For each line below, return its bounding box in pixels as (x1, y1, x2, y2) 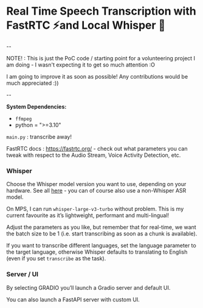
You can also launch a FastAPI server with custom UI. (6, 296, 140, 303)
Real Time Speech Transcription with (6, 4, 196, 18)
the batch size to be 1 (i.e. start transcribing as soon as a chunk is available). (6, 230, 198, 237)
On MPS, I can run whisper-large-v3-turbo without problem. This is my (6, 206, 184, 213)
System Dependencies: (6, 102, 67, 110)
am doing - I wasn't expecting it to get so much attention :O (6, 61, 156, 68)
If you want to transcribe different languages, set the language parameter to (6, 242, 196, 249)
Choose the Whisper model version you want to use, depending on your (6, 181, 187, 188)
